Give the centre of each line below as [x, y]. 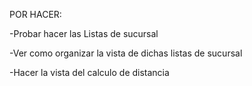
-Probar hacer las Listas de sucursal [84, 33]
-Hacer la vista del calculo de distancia [89, 72]
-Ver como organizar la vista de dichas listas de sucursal [126, 53]
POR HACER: [35, 14]
